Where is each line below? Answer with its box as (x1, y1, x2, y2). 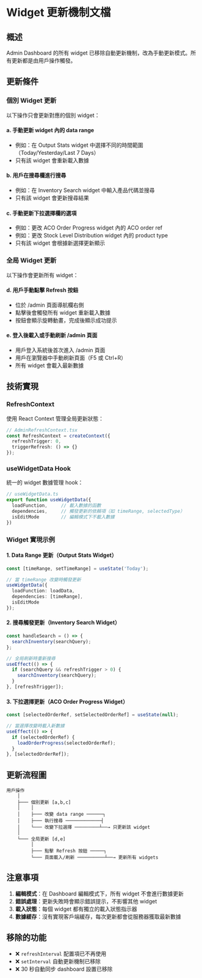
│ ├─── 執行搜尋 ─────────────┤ (17, 818, 104, 824)
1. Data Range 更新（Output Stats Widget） (6, 551, 117, 559)
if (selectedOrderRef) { (12, 734, 75, 741)
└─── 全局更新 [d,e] (17, 836, 66, 842)
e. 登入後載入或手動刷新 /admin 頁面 (6, 332, 98, 339)
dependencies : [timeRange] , (12, 594, 84, 600)
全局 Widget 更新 (6, 256, 57, 265)
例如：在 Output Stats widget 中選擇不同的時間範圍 (15, 141, 143, 149)
